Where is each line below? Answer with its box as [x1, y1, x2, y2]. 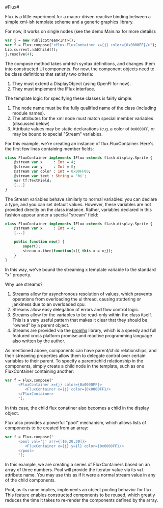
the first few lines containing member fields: [5, 146, 94, 151]
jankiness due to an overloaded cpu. [12, 301, 86, 307]
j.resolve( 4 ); [5, 52, 34, 57]
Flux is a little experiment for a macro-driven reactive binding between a [5, 14, 151, 19]
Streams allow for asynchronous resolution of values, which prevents [12, 291, 152, 297]
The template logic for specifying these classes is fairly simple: [5, 95, 133, 101]
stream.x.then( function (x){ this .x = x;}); [23, 248, 113, 253]
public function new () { [14, 239, 65, 244]
